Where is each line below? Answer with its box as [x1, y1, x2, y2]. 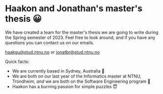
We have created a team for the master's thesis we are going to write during [5, 29, 159, 35]
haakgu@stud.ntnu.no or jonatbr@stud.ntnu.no [5, 49, 100, 55]
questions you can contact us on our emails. [5, 39, 94, 45]
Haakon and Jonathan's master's [5, 3, 143, 14]
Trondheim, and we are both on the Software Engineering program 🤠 [12, 78, 151, 84]
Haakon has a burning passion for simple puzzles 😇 [12, 83, 117, 89]
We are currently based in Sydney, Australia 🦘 [12, 68, 105, 74]
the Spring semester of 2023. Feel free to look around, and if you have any [5, 35, 156, 40]
